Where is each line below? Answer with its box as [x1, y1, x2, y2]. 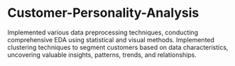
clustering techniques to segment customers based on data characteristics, [7, 43, 229, 51]
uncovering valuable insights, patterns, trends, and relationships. [7, 51, 197, 59]
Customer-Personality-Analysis [7, 5, 200, 21]
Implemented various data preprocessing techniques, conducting [7, 28, 199, 37]
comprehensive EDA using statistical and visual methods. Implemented [7, 35, 215, 44]
